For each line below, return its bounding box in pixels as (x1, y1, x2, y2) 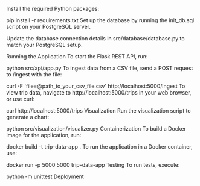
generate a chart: (6, 114, 50, 120)
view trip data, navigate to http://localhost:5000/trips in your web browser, (6, 89, 192, 96)
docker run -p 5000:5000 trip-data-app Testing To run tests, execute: (6, 161, 180, 168)
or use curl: (6, 96, 35, 102)
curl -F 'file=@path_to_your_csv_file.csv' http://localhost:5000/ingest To (6, 82, 185, 90)
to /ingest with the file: (6, 71, 62, 78)
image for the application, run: (6, 132, 82, 138)
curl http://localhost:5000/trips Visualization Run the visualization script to (6, 107, 192, 114)
